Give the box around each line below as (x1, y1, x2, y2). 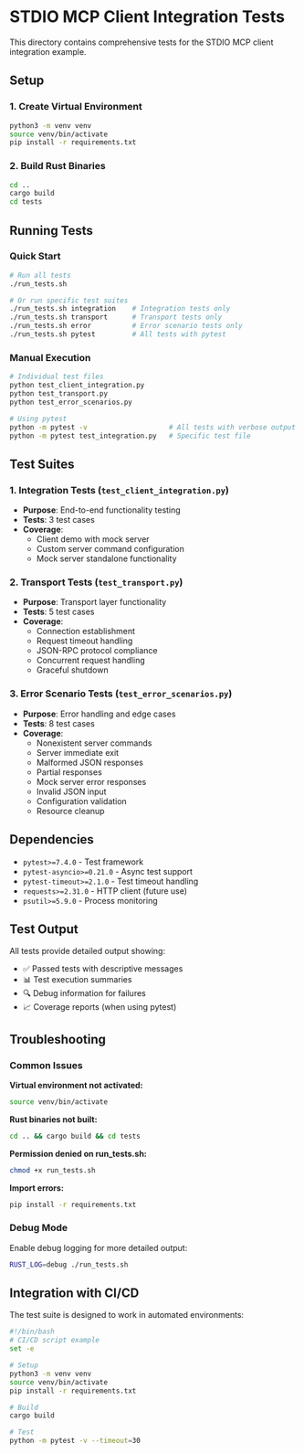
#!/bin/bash (9, 1327, 55, 1336)
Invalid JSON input (36, 786, 107, 797)
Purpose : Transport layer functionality (22, 597, 167, 608)
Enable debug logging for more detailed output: (9, 1242, 188, 1253)
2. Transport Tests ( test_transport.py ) (9, 576, 183, 589)
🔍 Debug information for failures (22, 988, 146, 999)
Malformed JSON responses (36, 757, 144, 768)
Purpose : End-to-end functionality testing (22, 504, 181, 515)
